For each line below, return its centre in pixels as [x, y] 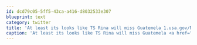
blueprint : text [26, 17]
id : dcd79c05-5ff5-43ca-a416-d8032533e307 [59, 11]
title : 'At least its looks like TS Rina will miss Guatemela [84, 28]
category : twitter [28, 22]
